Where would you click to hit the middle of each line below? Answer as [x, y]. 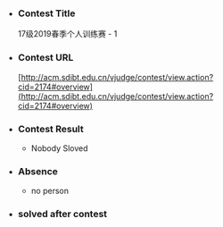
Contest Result [51, 129]
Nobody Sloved [59, 148]
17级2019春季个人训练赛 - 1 [67, 34]
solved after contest [62, 214]
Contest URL [45, 58]
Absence [37, 171]
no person [50, 191]
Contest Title [46, 13]
